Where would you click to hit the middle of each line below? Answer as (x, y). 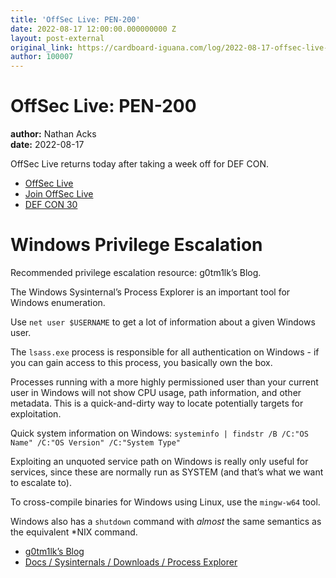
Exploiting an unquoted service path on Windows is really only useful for (159, 461)
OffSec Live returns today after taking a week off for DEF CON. (140, 164)
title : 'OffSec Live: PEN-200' (75, 19)
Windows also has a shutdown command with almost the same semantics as (166, 521)
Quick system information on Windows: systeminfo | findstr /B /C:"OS (159, 433)
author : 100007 (42, 57)
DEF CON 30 (51, 205)
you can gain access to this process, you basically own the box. (141, 362)
